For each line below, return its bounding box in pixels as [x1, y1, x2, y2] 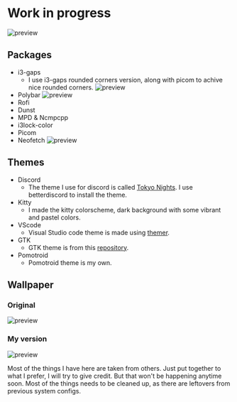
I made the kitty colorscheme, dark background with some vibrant [28, 205, 221, 214]
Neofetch [17, 136, 45, 144]
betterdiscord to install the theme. [28, 190, 128, 199]
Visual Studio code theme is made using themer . [28, 228, 170, 237]
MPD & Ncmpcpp [17, 113, 69, 121]
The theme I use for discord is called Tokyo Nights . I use [28, 183, 193, 191]
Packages [7, 49, 52, 61]
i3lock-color [17, 121, 53, 129]
